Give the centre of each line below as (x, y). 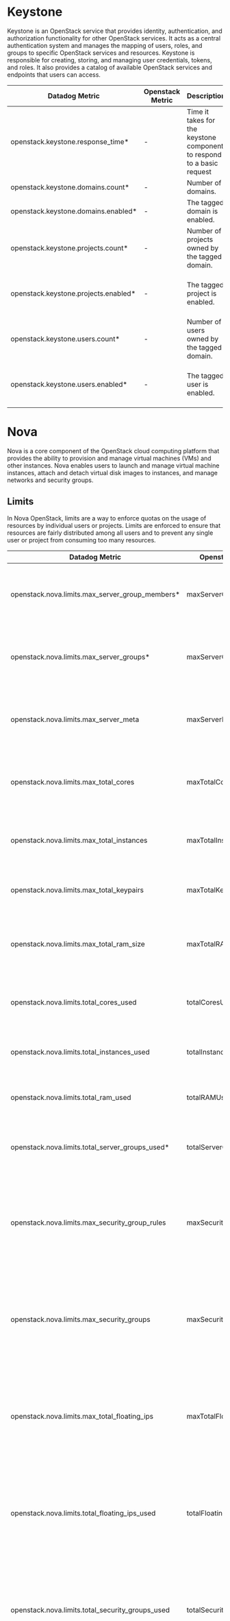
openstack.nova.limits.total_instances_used (80, 1052)
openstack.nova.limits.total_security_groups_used (90, 1610)
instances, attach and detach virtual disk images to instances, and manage (112, 472)
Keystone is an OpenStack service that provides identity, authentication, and (115, 31)
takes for (201, 120)
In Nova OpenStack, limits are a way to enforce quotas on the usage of (107, 518)
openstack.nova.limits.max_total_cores (73, 782)
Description (206, 95)
